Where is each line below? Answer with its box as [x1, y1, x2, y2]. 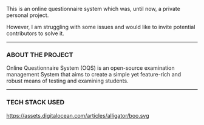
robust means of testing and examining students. [6, 77, 129, 84]
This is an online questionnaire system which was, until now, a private [6, 5, 180, 12]
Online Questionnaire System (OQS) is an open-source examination [6, 64, 175, 72]
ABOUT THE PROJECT [6, 50, 73, 59]
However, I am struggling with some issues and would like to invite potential [6, 24, 195, 30]
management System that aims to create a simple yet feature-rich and [6, 71, 182, 78]
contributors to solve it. [6, 30, 65, 37]
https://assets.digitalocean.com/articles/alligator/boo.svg [6, 112, 150, 119]
